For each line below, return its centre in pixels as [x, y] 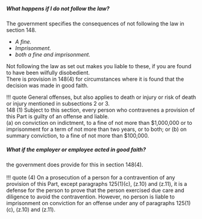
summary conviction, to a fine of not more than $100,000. [78, 135]
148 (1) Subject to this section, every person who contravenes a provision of [101, 110]
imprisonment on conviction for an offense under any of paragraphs [90, 203]
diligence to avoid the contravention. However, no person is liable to [90, 197]
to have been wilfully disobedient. [48, 72]
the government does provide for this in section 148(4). [75, 164]
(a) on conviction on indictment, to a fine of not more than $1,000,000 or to [99, 122]
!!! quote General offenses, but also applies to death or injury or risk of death [101, 97]
